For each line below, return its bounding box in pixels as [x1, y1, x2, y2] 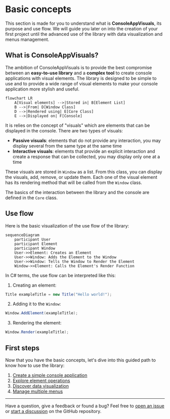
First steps [5, 344, 39, 352]
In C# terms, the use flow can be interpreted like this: [5, 272, 116, 278]
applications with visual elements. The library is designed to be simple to [5, 75, 157, 81]
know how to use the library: [5, 362, 65, 368]
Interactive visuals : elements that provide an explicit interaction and [12, 148, 155, 154]
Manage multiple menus [12, 388, 63, 394]
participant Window [14, 246, 56, 251]
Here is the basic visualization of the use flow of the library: [5, 222, 130, 228]
